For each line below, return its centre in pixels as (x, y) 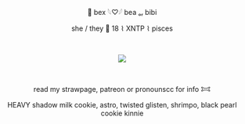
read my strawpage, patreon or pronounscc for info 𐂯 (122, 89)
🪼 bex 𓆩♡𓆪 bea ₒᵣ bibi (122, 12)
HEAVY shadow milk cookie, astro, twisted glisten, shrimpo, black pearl (122, 105)
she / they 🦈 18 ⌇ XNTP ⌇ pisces (122, 28)
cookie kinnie (122, 113)
